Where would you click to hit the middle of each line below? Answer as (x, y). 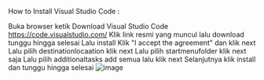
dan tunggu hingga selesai (51, 68)
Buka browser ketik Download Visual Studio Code (88, 26)
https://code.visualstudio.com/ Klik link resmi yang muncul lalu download (126, 35)
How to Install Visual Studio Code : (64, 11)
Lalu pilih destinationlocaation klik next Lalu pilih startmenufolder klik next (127, 51)
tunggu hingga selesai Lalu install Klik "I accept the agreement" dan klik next (132, 43)
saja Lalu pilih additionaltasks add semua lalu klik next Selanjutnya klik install (132, 59)
